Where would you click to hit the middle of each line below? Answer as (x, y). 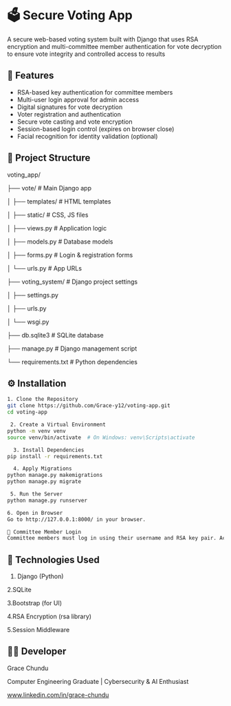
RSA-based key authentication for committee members (95, 92)
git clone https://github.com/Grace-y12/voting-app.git (89, 406)
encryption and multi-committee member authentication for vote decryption (114, 46)
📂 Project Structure (49, 158)
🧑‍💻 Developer (37, 651)
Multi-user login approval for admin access (78, 99)
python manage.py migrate (44, 482)
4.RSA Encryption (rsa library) (49, 616)
